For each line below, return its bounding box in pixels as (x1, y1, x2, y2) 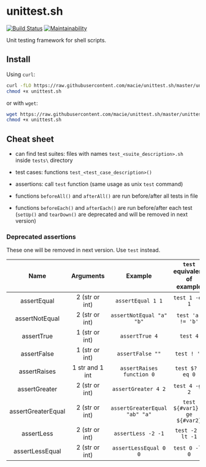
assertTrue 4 (120, 333, 158, 340)
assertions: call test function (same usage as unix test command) (15, 180, 183, 188)
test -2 (174, 427, 197, 434)
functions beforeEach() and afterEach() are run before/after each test (15, 204, 193, 212)
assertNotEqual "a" (110, 312, 167, 319)
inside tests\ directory (15, 156, 74, 164)
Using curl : (6, 71, 36, 78)
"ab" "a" (126, 411, 152, 418)
